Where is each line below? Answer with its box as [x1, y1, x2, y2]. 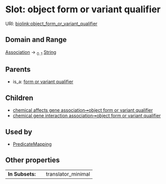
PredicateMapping [12, 141, 52, 147]
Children [5, 93, 33, 102]
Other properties [5, 156, 60, 165]
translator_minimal [46, 170, 91, 177]
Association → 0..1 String [5, 49, 56, 56]
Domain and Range [5, 35, 67, 44]
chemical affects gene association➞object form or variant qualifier [12, 107, 153, 113]
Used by [5, 127, 32, 136]
